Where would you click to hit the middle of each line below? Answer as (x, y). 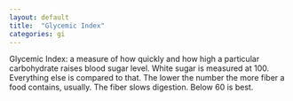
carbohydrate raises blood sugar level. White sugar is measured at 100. (139, 68)
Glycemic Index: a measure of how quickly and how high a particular (135, 59)
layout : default (39, 17)
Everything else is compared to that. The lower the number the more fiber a (147, 78)
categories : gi (37, 34)
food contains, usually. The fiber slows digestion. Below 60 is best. (131, 87)
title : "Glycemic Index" (57, 26)
